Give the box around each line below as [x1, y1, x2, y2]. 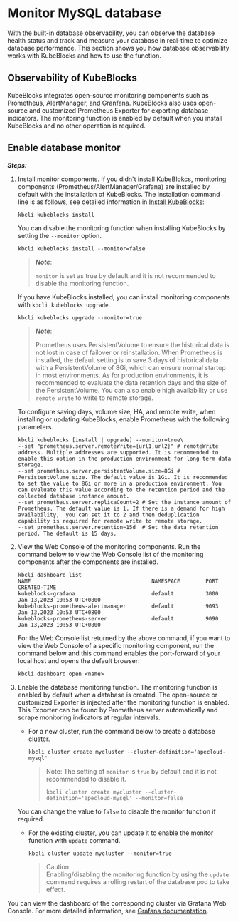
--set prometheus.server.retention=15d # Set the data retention [17, 523, 219, 531]
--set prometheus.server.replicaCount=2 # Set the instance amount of [17, 498, 232, 506]
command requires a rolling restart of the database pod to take [45, 877, 229, 886]
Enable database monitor [7, 142, 121, 154]
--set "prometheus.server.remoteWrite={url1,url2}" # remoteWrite [17, 442, 219, 450]
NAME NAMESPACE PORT [17, 578, 219, 585]
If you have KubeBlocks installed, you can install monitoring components [17, 292, 231, 301]
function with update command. [28, 836, 121, 844]
